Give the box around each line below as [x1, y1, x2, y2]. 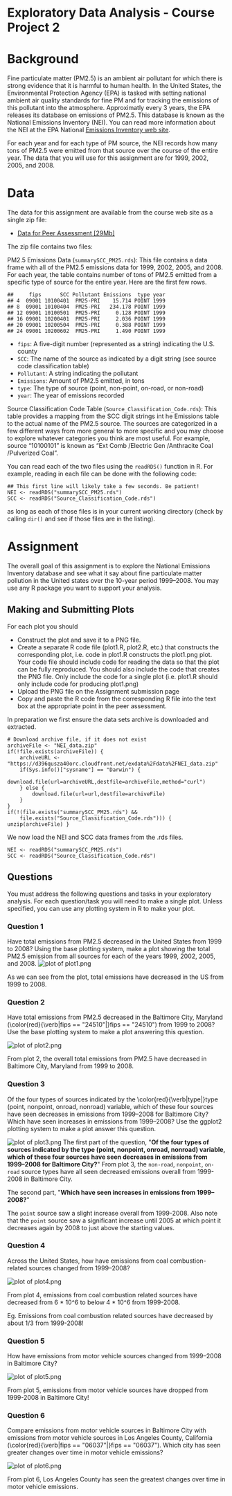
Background [7, 51, 79, 67]
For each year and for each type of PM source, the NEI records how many [7, 139, 218, 147]
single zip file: [7, 216, 47, 224]
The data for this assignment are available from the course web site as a [7, 208, 213, 217]
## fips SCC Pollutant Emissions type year [7, 291, 166, 298]
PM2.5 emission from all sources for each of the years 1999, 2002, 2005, [7, 952, 216, 960]
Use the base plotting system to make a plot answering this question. [7, 1028, 204, 1036]
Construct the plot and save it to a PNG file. [17, 636, 141, 644]
